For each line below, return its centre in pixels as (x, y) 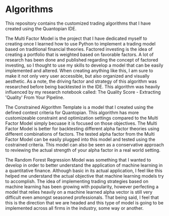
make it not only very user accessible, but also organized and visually (77, 76)
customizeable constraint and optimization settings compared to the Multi (82, 118)
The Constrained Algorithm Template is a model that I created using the (79, 107)
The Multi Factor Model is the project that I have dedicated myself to (76, 38)
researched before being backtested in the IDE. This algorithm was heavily (83, 86)
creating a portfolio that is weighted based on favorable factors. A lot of (79, 55)
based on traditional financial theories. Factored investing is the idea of (79, 49)
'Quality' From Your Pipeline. (35, 97)
